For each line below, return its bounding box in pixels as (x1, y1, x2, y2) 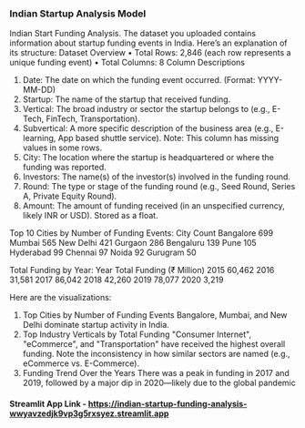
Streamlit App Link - (9, 398, 86, 409)
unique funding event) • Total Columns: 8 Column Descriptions (9, 57, 246, 68)
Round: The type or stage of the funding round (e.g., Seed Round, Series (22, 181, 296, 192)
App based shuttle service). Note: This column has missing (57, 133, 280, 144)
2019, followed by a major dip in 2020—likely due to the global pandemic (22, 377, 296, 389)
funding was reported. (22, 162, 107, 173)
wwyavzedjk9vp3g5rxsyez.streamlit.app (9, 408, 169, 419)
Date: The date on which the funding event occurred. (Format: (22, 75, 256, 86)
